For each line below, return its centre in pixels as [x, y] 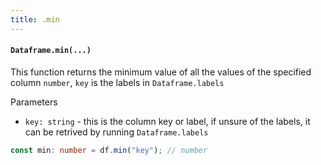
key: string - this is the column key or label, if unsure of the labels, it [167, 121]
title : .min [35, 19]
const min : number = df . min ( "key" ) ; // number [109, 150]
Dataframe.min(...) [51, 51]
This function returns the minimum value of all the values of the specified [161, 72]
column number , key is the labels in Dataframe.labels [117, 82]
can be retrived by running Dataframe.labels [116, 132]
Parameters [34, 102]
